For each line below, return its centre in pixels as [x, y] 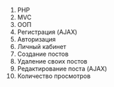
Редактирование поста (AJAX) [62, 69]
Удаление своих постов [52, 61]
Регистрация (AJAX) [47, 32]
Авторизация [37, 39]
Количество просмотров [54, 76]
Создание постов [43, 54]
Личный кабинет [42, 47]
